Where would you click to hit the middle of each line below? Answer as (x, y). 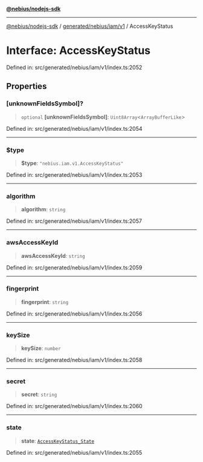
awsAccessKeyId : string (53, 256)
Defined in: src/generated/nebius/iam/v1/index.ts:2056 (74, 314)
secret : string (39, 394)
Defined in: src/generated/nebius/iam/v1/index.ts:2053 (74, 174)
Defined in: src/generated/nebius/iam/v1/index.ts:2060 (75, 406)
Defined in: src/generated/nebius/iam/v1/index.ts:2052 (74, 67)
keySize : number (41, 348)
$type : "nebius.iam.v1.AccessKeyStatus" (72, 163)
